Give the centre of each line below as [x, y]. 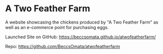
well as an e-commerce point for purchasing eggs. [57, 27]
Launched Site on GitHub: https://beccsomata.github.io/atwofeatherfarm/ [81, 37]
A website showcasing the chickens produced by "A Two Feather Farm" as [82, 22]
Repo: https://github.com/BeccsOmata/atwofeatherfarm [63, 46]
